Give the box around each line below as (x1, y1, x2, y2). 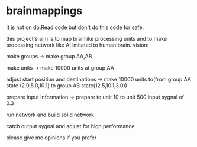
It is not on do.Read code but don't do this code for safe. (6, 24, 144, 31)
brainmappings (6, 4, 83, 18)
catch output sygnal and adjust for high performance (6, 122, 135, 129)
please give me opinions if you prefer (6, 134, 97, 141)
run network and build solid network (6, 111, 95, 118)
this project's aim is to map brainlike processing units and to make (6, 35, 167, 42)
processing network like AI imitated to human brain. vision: (6, 41, 149, 48)
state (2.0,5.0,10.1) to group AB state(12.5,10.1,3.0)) (6, 81, 127, 89)
